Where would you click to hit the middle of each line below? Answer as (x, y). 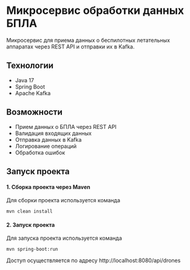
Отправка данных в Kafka (48, 139)
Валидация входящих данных (53, 133)
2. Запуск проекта (31, 225)
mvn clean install (29, 212)
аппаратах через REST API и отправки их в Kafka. (70, 47)
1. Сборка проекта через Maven (49, 187)
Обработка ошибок (40, 153)
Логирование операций (46, 146)
